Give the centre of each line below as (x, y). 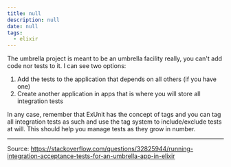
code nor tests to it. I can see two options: (67, 66)
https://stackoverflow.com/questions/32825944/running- (112, 149)
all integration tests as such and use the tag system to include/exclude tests (114, 122)
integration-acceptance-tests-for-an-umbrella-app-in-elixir (91, 156)
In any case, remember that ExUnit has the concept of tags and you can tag (114, 115)
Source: (18, 149)
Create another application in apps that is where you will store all (109, 94)
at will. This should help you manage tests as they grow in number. (101, 129)
